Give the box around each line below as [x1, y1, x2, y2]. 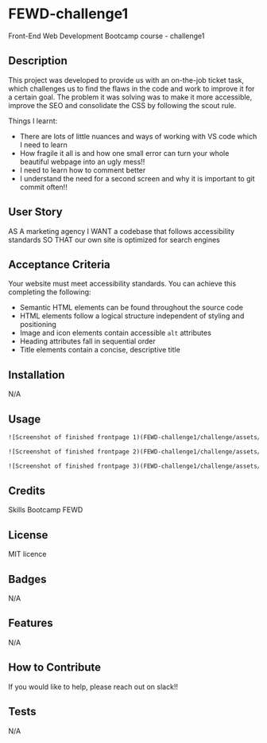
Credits [8, 484, 46, 498]
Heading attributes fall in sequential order [19, 336, 157, 346]
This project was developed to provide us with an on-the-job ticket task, [8, 75, 245, 84]
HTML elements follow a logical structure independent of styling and [19, 311, 245, 321]
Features [8, 617, 53, 630]
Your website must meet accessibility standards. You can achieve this [8, 279, 237, 289]
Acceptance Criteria [8, 258, 110, 271]
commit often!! [19, 182, 68, 192]
